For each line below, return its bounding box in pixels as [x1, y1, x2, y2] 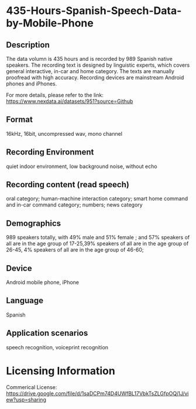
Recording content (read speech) [6, 180, 130, 190]
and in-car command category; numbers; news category [6, 201, 143, 208]
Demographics [6, 218, 61, 228]
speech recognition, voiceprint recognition [6, 343, 109, 350]
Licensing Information [6, 364, 115, 377]
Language [6, 295, 44, 305]
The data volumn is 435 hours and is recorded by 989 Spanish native [6, 56, 173, 62]
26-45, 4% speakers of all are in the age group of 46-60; [6, 246, 145, 253]
